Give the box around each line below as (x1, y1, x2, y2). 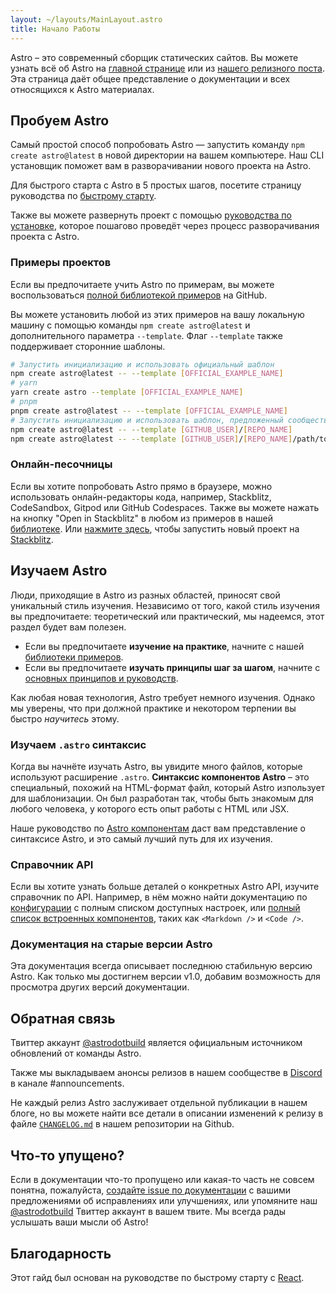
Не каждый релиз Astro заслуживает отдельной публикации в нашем (10, 1097, 308, 1109)
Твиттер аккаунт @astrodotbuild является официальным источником (10, 1037, 303, 1049)
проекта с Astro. (10, 231, 80, 243)
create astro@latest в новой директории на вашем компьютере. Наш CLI (10, 149, 325, 161)
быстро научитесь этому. (10, 712, 120, 725)
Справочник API (10, 857, 94, 871)
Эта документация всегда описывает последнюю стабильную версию (10, 960, 313, 972)
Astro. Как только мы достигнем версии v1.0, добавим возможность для (10, 971, 321, 983)
